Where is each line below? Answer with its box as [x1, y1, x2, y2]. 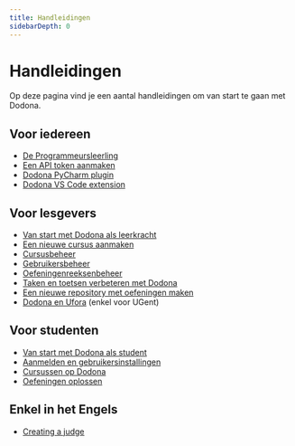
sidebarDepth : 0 [9, 22, 70, 31]
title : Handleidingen [9, 13, 91, 23]
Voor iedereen [9, 126, 91, 141]
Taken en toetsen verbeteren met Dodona [22, 278, 178, 289]
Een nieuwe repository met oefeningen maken [22, 287, 194, 299]
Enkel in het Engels [9, 402, 118, 417]
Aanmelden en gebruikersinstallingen [22, 356, 161, 367]
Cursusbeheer [22, 249, 77, 260]
